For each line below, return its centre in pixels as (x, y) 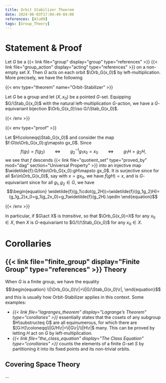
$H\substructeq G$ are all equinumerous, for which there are (75, 322)
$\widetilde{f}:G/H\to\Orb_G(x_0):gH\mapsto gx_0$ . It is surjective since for (82, 171)
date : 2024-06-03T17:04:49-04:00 (40, 14)
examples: (16, 302)
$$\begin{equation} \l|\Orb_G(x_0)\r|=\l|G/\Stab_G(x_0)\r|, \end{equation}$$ (83, 289)
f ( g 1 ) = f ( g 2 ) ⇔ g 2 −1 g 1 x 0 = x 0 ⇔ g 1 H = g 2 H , (83, 151)
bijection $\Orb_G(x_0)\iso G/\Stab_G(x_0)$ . (74, 108)
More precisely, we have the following (44, 78)
